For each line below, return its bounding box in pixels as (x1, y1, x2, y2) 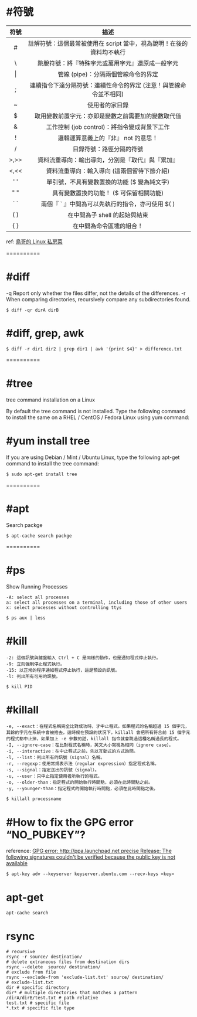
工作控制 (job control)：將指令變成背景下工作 (46, 123, 170, 131)
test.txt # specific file (6, 1000, 69, 1006)
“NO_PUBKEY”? (6, 828, 86, 841)
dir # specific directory (6, 985, 69, 991)
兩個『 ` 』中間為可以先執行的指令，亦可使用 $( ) (40, 200, 175, 208)
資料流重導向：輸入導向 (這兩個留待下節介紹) (46, 166, 170, 175)
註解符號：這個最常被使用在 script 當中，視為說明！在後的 (28, 39, 188, 47)
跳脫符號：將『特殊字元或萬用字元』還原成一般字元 (37, 59, 179, 67)
